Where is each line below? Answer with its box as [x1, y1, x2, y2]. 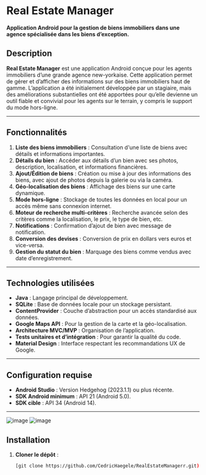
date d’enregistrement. [15, 254, 73, 261]
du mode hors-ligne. [6, 104, 58, 111]
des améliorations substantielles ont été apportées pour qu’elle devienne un [6, 90, 198, 98]
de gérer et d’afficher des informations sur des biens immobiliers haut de [6, 77, 191, 85]
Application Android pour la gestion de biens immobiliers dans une [6, 24, 180, 31]
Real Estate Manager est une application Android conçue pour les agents [6, 64, 192, 72]
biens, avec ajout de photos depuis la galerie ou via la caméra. [15, 176, 174, 183]
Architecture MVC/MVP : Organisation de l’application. [15, 326, 155, 334]
